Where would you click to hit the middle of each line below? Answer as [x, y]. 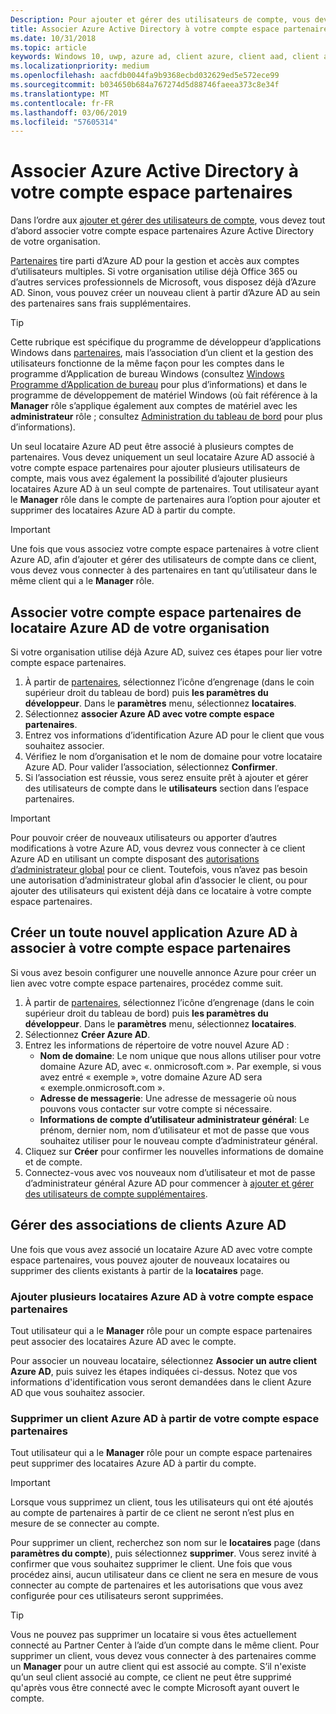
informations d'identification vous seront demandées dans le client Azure [161, 1382]
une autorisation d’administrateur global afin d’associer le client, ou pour [159, 880]
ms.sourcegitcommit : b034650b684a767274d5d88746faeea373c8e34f [145, 85]
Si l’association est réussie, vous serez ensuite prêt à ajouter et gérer [166, 777]
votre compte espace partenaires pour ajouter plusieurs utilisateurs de [155, 468]
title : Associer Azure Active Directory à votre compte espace [145, 29]
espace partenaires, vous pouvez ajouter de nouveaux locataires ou [150, 1260]
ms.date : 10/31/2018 [53, 38]
